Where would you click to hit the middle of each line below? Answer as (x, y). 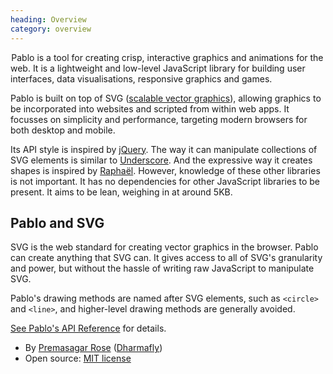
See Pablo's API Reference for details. (88, 328)
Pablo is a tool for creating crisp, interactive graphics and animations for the (167, 57)
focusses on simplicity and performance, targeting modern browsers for (159, 119)
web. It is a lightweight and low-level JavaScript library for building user (158, 68)
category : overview (51, 29)
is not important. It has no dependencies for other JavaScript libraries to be (165, 181)
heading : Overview (48, 19)
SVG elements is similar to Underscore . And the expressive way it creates (161, 160)
